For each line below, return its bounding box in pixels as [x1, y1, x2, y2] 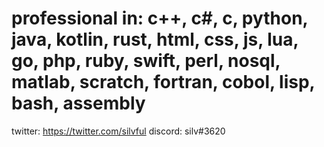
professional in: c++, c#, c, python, [11, 7, 309, 30]
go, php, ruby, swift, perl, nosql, [11, 50, 281, 72]
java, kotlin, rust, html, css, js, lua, [11, 28, 299, 51]
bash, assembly [11, 92, 146, 115]
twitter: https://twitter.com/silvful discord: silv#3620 [11, 125, 226, 137]
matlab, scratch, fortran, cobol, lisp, [11, 71, 316, 94]
